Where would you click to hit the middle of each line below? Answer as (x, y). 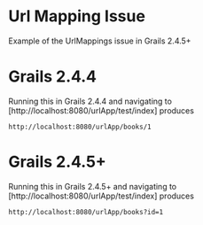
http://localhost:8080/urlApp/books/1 (80, 127)
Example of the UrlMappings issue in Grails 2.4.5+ (100, 41)
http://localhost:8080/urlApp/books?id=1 (86, 212)
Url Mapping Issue (77, 16)
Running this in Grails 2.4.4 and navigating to (90, 101)
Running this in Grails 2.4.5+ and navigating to (93, 186)
